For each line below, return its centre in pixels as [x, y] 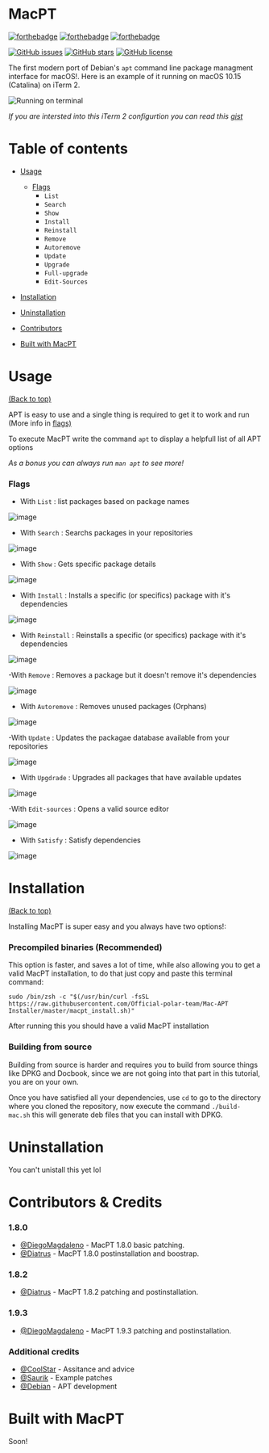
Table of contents [68, 149]
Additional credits [44, 1351]
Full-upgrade [66, 273]
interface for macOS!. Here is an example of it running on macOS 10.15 [125, 76]
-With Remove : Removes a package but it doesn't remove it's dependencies [132, 675]
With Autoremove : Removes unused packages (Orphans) [113, 707]
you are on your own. [43, 1081]
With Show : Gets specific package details [88, 564]
